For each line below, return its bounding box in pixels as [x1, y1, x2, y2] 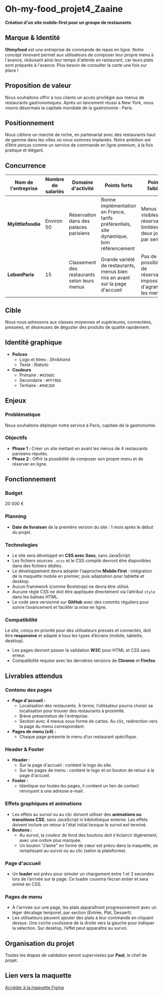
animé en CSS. [12, 881, 42, 887]
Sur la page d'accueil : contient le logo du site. [19, 762, 113, 768]
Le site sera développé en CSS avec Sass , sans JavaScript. [12, 552, 131, 559]
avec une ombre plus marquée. [19, 837, 81, 843]
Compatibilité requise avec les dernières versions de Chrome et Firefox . [12, 658, 157, 663]
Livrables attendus [5, 672, 63, 680]
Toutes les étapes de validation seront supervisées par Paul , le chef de [5, 952, 147, 958]
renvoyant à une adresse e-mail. [19, 788, 84, 794]
